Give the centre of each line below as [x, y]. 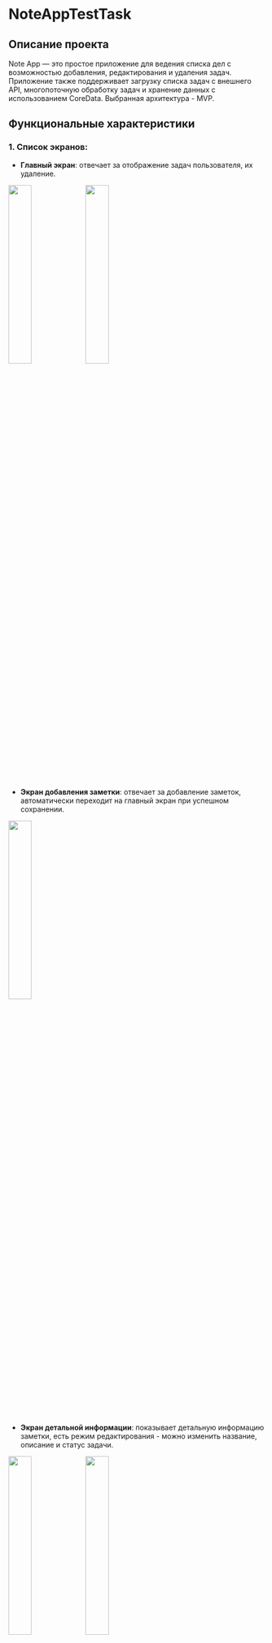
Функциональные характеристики [102, 124]
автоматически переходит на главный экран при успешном [125, 800]
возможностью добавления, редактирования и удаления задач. [120, 72]
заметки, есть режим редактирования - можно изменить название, [139, 1436]
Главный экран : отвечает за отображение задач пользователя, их [136, 164]
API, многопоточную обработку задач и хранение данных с [112, 90]
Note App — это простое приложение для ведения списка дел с [120, 64]
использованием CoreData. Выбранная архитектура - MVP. [112, 98]
